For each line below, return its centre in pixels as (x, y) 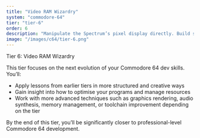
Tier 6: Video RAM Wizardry (40, 56)
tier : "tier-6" (25, 23)
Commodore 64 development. (43, 129)
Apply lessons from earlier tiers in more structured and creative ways (99, 86)
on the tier (27, 111)
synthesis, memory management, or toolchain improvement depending (102, 104)
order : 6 (17, 28)
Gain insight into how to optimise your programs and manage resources (102, 92)
